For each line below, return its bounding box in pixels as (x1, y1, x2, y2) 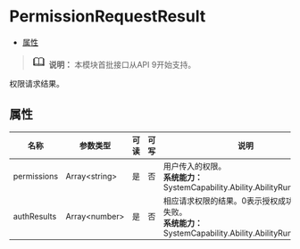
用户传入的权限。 (163, 161, 227, 171)
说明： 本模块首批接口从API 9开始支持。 (48, 59, 196, 70)
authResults (12, 211, 57, 221)
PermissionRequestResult (9, 6, 206, 27)
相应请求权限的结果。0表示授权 (163, 195, 279, 206)
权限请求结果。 (9, 78, 64, 88)
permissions (12, 170, 59, 181)
